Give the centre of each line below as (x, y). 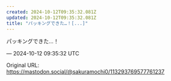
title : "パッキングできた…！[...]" (47, 23)
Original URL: (23, 65)
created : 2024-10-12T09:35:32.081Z (51, 12)
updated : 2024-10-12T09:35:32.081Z (51, 18)
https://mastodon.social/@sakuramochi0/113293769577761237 (85, 72)
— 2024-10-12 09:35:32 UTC (43, 54)
